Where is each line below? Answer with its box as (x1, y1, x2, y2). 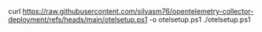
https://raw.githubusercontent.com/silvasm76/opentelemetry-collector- (22, 7, 254, 16)
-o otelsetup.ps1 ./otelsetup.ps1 (149, 15, 251, 24)
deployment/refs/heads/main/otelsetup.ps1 (8, 15, 148, 24)
